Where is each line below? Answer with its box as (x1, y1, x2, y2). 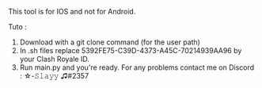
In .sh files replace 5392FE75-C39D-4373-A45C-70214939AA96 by (19, 46, 242, 55)
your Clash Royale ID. (19, 55, 89, 63)
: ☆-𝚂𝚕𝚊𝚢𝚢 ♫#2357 (19, 71, 89, 80)
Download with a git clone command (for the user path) (19, 37, 200, 47)
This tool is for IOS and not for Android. (8, 7, 136, 16)
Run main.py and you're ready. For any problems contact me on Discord (19, 63, 255, 72)
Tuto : (8, 22, 28, 31)
